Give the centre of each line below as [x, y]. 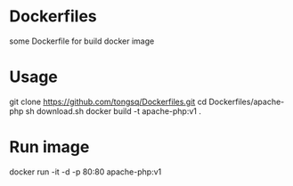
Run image [49, 147]
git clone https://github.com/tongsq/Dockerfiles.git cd [108, 101]
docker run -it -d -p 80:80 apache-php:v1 [85, 172]
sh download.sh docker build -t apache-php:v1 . [114, 111]
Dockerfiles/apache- [247, 101]
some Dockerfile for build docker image [82, 41]
